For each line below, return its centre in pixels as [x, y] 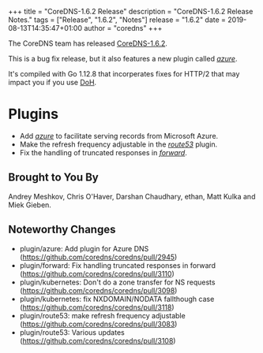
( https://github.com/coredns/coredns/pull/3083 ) [98, 324]
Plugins [34, 114]
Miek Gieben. [30, 205]
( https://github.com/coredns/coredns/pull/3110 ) [97, 273]
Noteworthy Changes [62, 230]
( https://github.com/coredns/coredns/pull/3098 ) [98, 290]
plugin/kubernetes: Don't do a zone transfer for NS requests [117, 282]
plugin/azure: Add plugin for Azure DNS [84, 248]
